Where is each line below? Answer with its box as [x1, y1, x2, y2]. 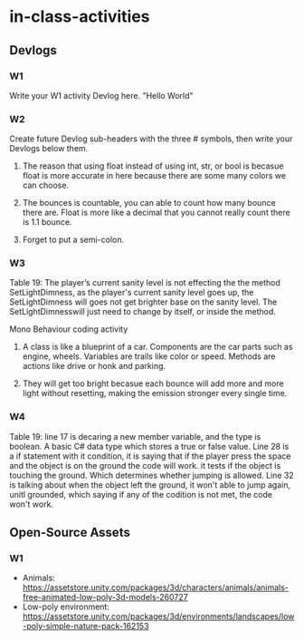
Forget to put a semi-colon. [22, 234, 125, 246]
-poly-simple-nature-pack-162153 [22, 621, 149, 632]
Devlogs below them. [9, 143, 89, 154]
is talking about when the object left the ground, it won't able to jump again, [9, 479, 291, 490]
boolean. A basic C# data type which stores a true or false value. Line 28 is [9, 441, 290, 451]
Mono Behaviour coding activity [9, 324, 128, 335]
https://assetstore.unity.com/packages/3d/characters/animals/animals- [22, 582, 290, 593]
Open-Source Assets [9, 525, 131, 540]
